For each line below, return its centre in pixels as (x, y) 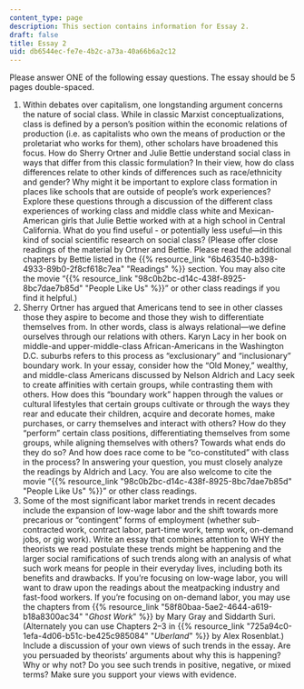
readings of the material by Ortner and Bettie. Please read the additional (157, 250)
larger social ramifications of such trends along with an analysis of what (157, 559)
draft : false (34, 35)
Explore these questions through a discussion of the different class (147, 202)
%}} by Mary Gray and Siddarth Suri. (207, 617)
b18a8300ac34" (53, 617)
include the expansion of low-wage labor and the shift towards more (150, 511)
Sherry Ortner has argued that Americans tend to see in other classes (152, 308)
